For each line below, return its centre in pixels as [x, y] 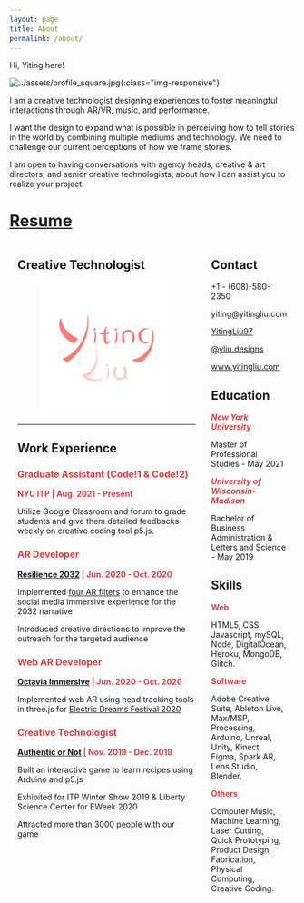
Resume [41, 220]
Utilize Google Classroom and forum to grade [102, 511]
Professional [235, 453]
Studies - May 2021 [247, 463]
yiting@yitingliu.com [249, 314]
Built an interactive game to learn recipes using [105, 770]
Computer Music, [243, 811]
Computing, [233, 878]
